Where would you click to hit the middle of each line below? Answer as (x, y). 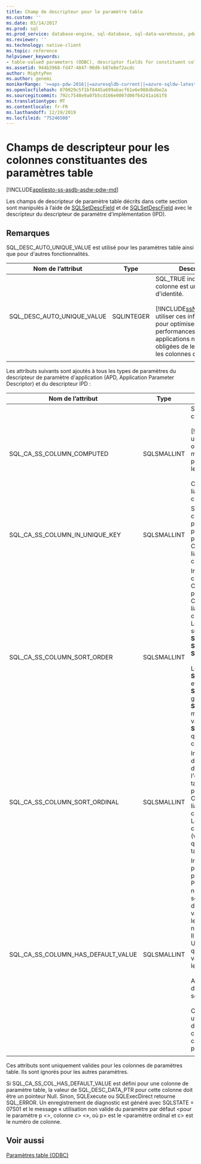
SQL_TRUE (170, 279)
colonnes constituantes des (77, 160)
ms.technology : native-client (44, 46)
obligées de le (175, 346)
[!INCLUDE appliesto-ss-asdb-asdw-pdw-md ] (62, 190)
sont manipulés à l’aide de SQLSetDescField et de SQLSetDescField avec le (99, 208)
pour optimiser (176, 324)
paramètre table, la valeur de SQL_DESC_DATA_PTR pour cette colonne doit (100, 1090)
